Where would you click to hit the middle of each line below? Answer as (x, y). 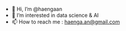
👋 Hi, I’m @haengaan (37, 9)
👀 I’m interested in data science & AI (55, 15)
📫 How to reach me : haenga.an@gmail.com (66, 22)
